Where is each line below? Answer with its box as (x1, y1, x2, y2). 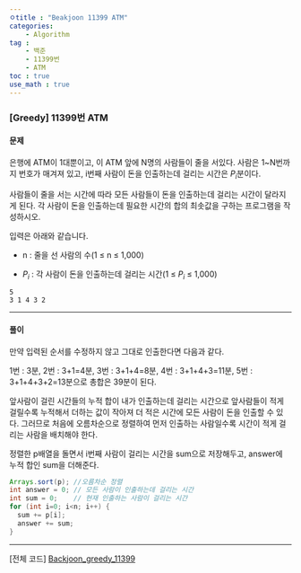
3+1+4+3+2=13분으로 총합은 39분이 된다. (9, 376, 157, 387)
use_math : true (9, 80, 70, 89)
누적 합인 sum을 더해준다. (9, 459, 99, 470)
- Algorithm (25, 30, 70, 39)
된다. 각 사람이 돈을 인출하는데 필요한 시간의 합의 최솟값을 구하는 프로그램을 (18, 199, 282, 211)
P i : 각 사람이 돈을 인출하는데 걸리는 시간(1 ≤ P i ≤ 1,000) (21, 269, 218, 281)
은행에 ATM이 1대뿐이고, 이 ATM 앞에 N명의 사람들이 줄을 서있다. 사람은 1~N (9, 156, 276, 167)
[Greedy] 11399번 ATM (9, 111, 109, 124)
